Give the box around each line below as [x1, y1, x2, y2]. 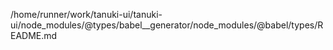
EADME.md [10, 30, 58, 41]
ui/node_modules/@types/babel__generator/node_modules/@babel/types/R [10, 19, 324, 31]
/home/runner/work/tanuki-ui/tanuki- [10, 9, 163, 20]
